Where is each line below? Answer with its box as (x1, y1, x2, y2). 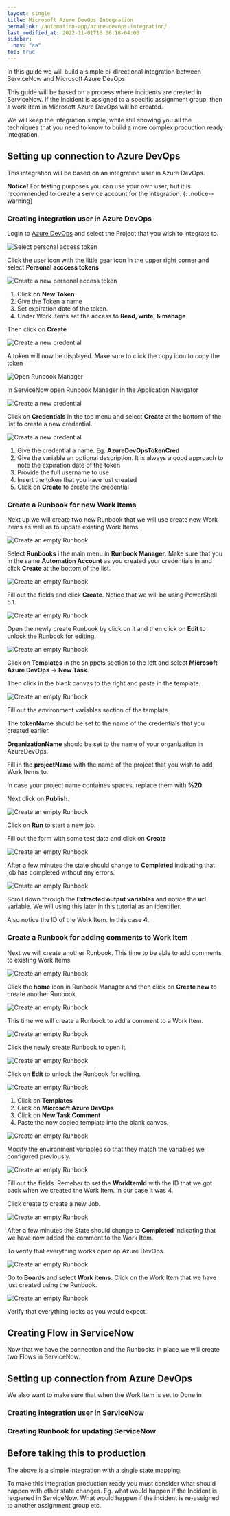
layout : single (7, 10, 51, 17)
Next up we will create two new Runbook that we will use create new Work (7, 516, 218, 524)
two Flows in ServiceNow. (7, 1352, 80, 1361)
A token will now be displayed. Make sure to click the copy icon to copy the (7, 351, 220, 360)
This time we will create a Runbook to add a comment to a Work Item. (7, 1016, 204, 1024)
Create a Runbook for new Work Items (7, 500, 137, 509)
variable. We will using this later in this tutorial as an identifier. (7, 902, 182, 911)
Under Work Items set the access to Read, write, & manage (16, 311, 186, 320)
